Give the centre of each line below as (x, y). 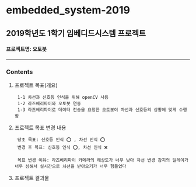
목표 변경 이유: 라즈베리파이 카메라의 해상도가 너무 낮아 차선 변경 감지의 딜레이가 (103, 160)
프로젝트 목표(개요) (36, 85)
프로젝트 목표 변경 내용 (40, 128)
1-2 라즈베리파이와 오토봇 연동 (49, 104)
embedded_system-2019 (68, 10)
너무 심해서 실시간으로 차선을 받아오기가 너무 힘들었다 (70, 167)
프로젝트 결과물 (32, 178)
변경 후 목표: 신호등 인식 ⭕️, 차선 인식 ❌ (62, 148)
